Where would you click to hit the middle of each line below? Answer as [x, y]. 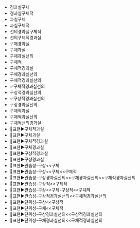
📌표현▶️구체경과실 [27, 147]
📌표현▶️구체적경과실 [29, 141]
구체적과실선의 [23, 117]
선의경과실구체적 [25, 31]
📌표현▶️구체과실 [25, 135]
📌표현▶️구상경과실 [27, 159]
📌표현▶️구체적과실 [27, 129]
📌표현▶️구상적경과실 [29, 153]
